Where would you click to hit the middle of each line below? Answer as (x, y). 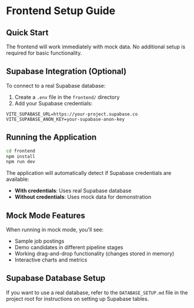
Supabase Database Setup (56, 278)
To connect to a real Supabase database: (56, 85)
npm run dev (21, 162)
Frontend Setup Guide (61, 11)
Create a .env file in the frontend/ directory (67, 97)
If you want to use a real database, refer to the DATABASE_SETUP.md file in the (97, 292)
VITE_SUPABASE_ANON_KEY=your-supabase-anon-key (66, 119)
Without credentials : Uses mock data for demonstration (83, 197)
